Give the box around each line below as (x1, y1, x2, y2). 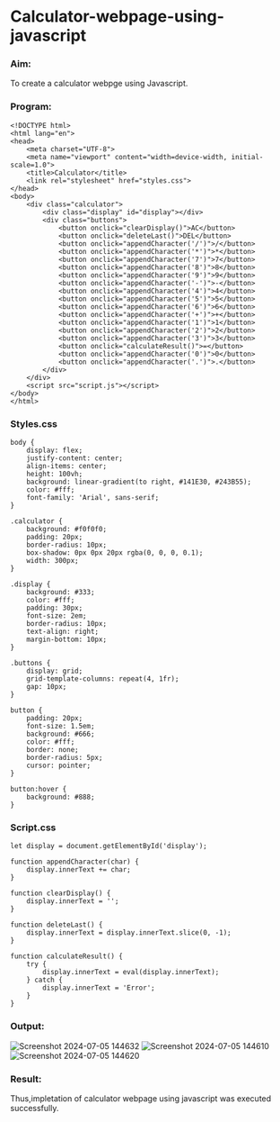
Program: (10, 101, 52, 113)
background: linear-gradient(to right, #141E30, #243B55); (26, 477, 252, 487)
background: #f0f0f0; (26, 525, 107, 534)
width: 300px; (26, 556, 79, 566)
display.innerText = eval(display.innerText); (42, 968, 220, 977)
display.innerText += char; (26, 865, 131, 874)
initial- (231, 152, 264, 161)
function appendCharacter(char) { (10, 857, 140, 866)
